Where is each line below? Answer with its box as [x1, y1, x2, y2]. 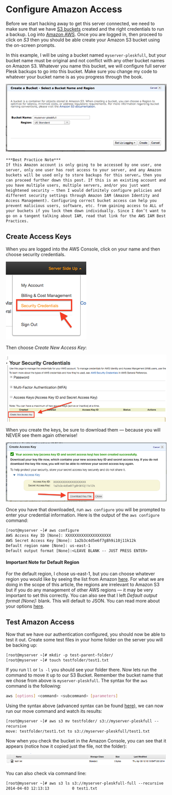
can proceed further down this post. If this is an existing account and [6, 178, 166, 183]
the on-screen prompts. [6, 42, 56, 48]
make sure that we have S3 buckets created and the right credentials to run [6, 26, 164, 32]
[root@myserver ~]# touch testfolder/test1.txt [6, 658, 109, 663]
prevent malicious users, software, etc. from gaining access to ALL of [6, 203, 164, 209]
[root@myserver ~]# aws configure [6, 528, 80, 533]
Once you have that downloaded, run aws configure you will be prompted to [6, 507, 165, 513]
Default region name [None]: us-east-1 [6, 543, 91, 549]
